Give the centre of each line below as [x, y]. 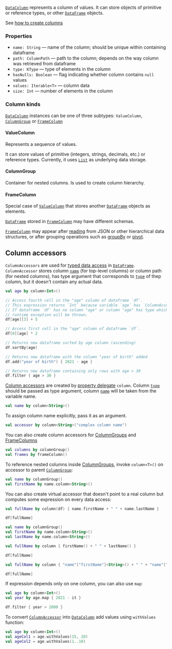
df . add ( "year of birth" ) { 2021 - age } [49, 362]
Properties [19, 36]
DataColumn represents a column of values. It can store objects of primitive [83, 7]
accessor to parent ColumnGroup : [39, 470]
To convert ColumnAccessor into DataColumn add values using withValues [81, 617]
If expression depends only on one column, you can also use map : [74, 584]
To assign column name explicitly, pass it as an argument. [66, 416]
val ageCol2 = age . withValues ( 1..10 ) [46, 641]
